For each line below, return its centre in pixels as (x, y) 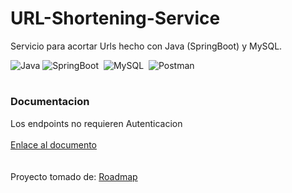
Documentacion (50, 102)
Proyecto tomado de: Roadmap (74, 176)
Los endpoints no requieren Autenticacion (96, 123)
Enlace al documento (54, 144)
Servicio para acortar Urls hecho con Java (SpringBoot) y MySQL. (146, 46)
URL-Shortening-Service (115, 18)
